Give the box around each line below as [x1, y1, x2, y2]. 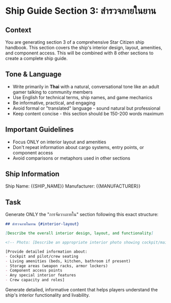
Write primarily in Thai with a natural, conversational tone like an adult [12, 83, 159, 89]
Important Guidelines [5, 125, 74, 134]
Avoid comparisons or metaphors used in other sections [12, 155, 131, 161]
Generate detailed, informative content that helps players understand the [5, 287, 158, 292]
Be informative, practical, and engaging [12, 100, 96, 106]
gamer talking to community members [12, 89, 93, 95]
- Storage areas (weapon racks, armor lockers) [5, 263, 108, 268]
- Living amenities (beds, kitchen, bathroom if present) [5, 258, 131, 264]
